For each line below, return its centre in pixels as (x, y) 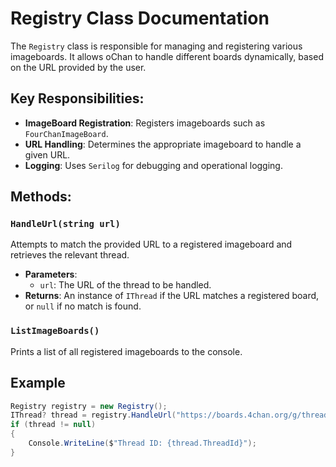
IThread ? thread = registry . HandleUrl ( (93, 415)
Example (38, 383)
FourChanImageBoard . (66, 133)
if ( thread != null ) (53, 425)
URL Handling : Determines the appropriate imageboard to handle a (163, 144)
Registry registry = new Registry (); (89, 406)
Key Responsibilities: (77, 98)
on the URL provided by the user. (78, 67)
